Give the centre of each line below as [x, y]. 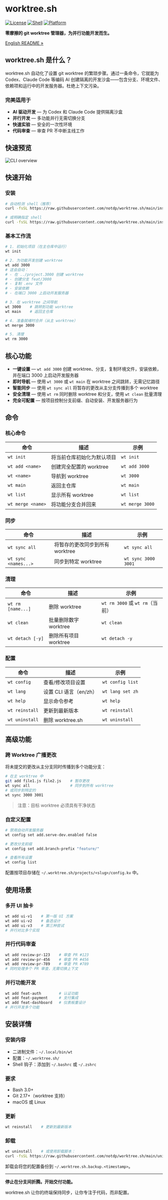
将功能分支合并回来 [73, 504]
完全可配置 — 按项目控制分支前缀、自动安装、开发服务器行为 [75, 400]
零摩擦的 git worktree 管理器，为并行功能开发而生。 [59, 33]
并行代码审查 [21, 944]
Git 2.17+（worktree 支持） [40, 1096]
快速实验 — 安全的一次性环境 [42, 125]
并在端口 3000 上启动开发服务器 [45, 375]
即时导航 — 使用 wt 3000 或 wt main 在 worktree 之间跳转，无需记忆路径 [86, 382]
